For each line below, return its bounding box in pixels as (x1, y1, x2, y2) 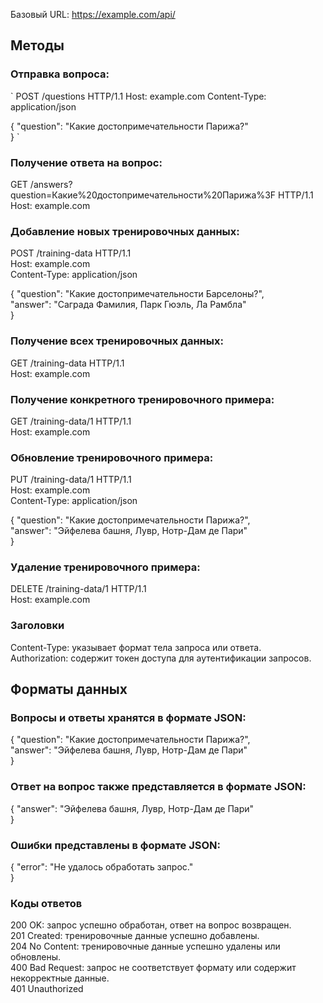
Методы (10, 37, 65, 54)
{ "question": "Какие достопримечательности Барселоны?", (10, 288, 265, 300)
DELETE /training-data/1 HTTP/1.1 (10, 583, 147, 595)
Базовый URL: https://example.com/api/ (10, 9, 176, 20)
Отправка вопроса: (10, 67, 110, 81)
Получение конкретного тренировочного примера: (10, 392, 275, 406)
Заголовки (10, 619, 65, 633)
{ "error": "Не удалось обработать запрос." (10, 861, 194, 873)
